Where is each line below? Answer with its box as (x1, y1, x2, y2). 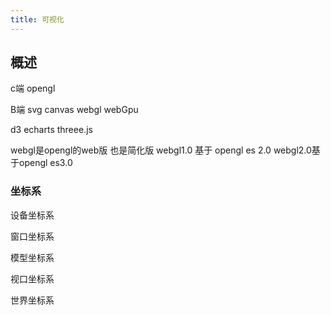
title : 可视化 (10, 14, 65, 25)
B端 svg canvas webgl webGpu (10, 104, 139, 116)
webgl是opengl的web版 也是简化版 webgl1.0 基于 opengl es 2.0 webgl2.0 (10, 144, 312, 156)
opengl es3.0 (18, 157, 73, 169)
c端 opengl (10, 82, 56, 95)
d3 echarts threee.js (10, 124, 93, 136)
